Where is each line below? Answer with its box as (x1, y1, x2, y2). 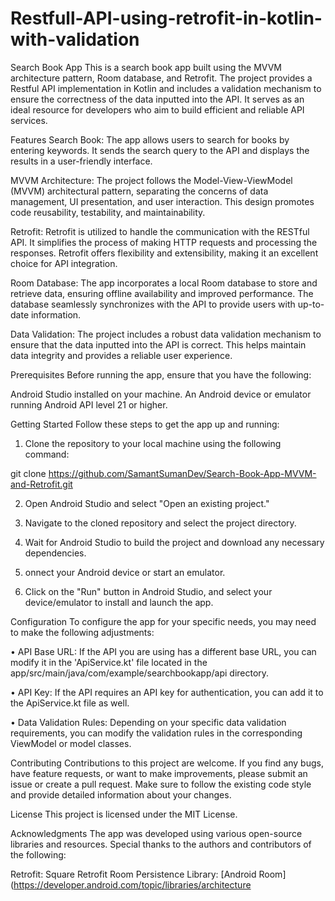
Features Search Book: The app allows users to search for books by (10, 133, 290, 146)
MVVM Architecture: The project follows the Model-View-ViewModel (10, 174, 293, 186)
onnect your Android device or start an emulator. (24, 566, 226, 578)
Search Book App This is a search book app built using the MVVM (10, 61, 282, 73)
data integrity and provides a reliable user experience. (10, 349, 233, 361)
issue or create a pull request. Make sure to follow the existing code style (10, 778, 312, 790)
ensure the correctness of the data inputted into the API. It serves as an (10, 93, 305, 105)
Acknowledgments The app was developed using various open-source (10, 827, 303, 839)
